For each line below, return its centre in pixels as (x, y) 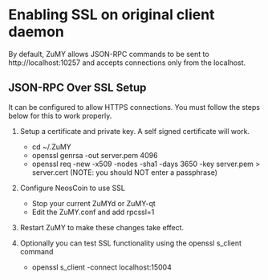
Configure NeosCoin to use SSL (73, 188)
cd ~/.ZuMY (52, 147)
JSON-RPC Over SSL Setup (77, 88)
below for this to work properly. (60, 116)
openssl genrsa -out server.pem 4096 (95, 155)
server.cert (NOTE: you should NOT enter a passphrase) (125, 172)
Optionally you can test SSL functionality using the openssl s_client (131, 243)
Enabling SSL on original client (112, 15)
